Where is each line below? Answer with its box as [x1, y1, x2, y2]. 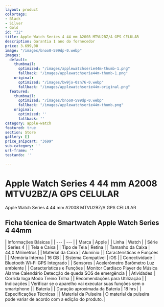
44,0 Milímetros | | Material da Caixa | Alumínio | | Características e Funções [5, 250, 159, 256]
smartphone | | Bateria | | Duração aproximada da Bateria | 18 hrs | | [5, 286, 141, 292]
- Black [5, 16, 21, 21]
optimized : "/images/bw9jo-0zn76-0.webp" [18, 80, 104, 85]
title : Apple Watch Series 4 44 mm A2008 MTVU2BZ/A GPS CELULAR [5, 35, 139, 40]
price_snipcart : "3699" [5, 139, 54, 144]
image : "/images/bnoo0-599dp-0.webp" [5, 48, 82, 53]
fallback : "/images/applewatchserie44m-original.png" [18, 84, 131, 89]
